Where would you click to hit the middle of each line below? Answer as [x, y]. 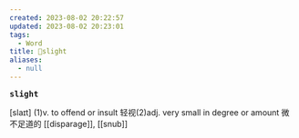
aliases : [26, 60]
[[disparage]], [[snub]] [86, 123]
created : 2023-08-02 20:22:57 [67, 18]
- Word [30, 43]
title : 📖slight [38, 52]
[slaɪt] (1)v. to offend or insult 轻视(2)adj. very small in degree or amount [144, 112]
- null [30, 69]
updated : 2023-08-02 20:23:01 [67, 26]
